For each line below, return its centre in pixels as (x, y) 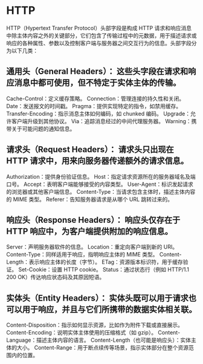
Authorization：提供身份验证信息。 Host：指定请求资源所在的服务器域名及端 (101, 176)
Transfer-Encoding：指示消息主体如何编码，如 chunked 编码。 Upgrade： (98, 113)
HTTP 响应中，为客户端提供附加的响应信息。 (90, 231)
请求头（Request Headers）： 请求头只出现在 (90, 149)
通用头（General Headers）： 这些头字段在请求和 (97, 72)
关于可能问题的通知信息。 (43, 129)
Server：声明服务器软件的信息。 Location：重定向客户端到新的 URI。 (92, 247)
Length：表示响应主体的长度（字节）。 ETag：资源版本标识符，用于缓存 (95, 262)
